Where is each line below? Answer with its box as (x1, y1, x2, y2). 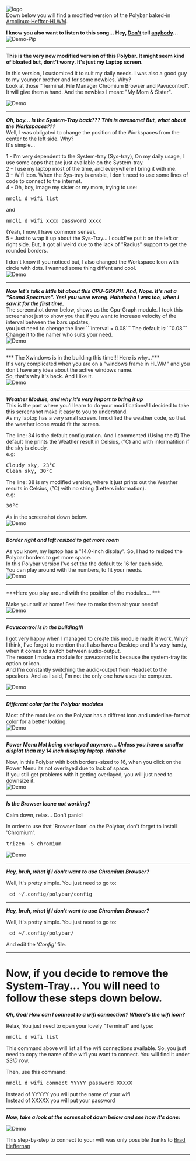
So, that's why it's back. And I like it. (6, 373, 93, 379)
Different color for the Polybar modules (6, 700, 103, 707)
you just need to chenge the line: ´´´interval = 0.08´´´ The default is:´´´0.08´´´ (6, 325, 188, 331)
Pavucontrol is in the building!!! (6, 624, 84, 631)
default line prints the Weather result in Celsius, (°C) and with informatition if (6, 438, 190, 445)
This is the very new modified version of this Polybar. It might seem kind (6, 53, 185, 59)
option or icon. (6, 660, 41, 666)
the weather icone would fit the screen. (6, 421, 100, 427)
